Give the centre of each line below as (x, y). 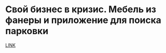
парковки (27, 31)
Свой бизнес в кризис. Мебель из (81, 9)
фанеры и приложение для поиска (83, 20)
